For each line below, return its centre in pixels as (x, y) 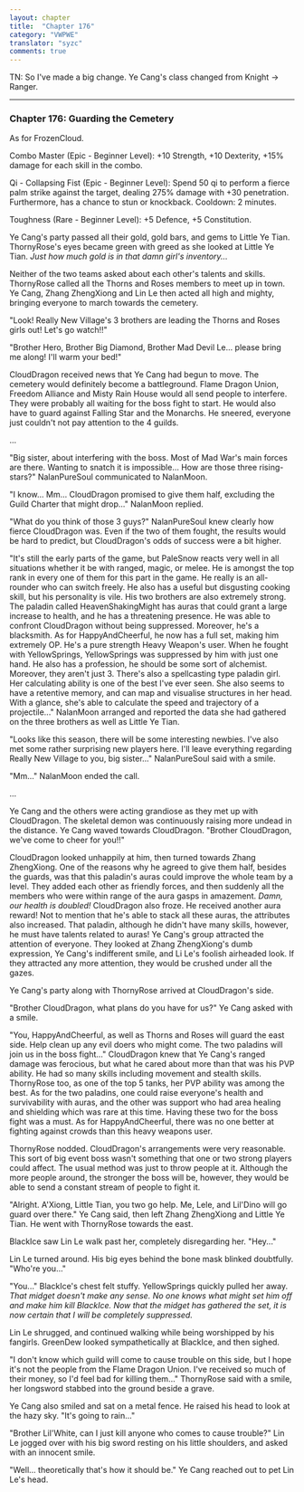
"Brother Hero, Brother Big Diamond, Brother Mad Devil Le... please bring (146, 347)
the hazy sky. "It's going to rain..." (72, 1416)
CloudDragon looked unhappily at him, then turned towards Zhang (133, 858)
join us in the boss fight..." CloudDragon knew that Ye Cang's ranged (138, 1054)
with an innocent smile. (52, 1452)
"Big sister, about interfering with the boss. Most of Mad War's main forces (148, 458)
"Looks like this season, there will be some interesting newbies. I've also (144, 739)
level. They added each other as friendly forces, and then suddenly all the (147, 887)
